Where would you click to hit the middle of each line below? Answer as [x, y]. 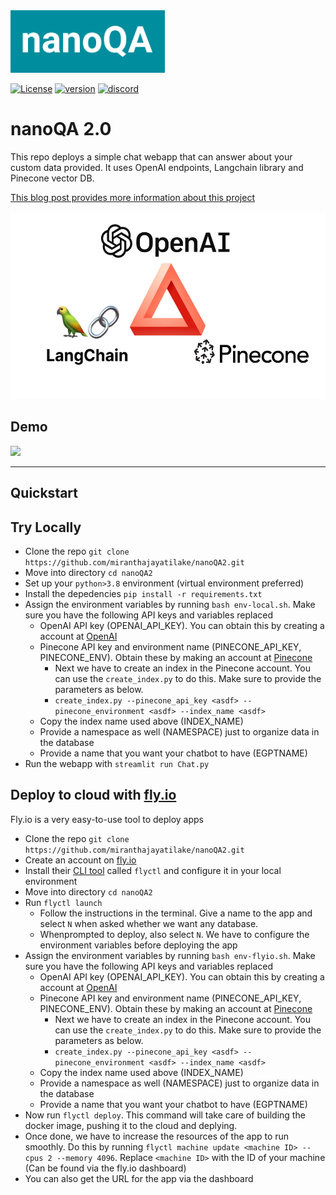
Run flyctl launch [63, 902]
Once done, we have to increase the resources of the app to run [157, 1136]
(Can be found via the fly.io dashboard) [105, 1168]
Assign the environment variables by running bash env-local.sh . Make [170, 604]
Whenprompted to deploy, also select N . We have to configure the [174, 934]
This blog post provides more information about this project [132, 197]
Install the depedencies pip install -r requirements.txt [143, 593]
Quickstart [44, 493]
